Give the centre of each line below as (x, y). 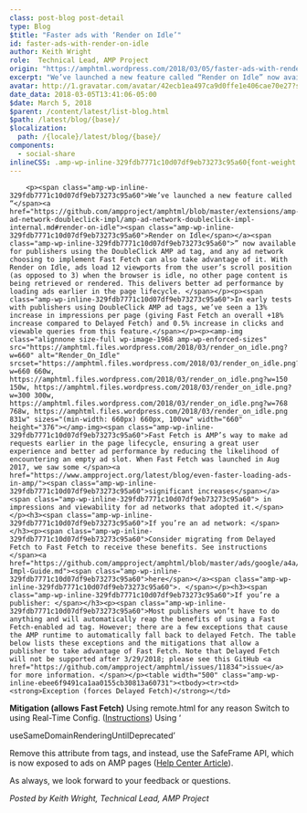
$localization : (38, 129)
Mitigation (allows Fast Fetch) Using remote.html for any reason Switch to (149, 708)
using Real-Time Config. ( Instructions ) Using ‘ (95, 717)
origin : (24, 69)
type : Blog (30, 26)
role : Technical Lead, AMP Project (79, 60)
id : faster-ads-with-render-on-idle (79, 43)
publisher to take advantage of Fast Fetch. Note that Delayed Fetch (145, 651)
